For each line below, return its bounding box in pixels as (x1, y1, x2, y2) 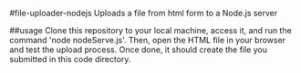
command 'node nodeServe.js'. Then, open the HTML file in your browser (9, 35, 285, 45)
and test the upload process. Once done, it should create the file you (9, 44, 267, 55)
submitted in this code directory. (9, 54, 131, 64)
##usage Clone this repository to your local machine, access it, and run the (9, 25, 292, 35)
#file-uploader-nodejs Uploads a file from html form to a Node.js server (9, 8, 278, 18)
